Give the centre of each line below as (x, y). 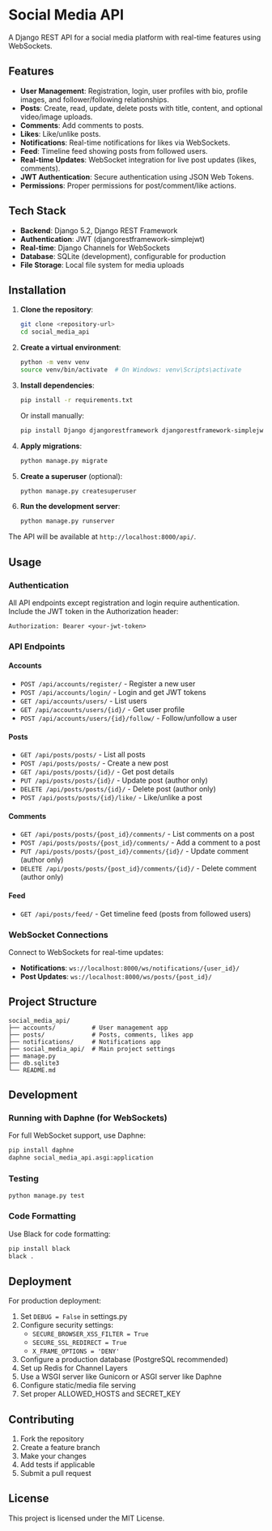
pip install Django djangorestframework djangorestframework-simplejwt (143, 430)
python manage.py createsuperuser (78, 491)
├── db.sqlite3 (34, 1063)
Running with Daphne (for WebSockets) (88, 1118)
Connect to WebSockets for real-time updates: (86, 952)
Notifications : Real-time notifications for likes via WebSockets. (125, 142)
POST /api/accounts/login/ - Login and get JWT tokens (113, 693)
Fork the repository (52, 1439)
